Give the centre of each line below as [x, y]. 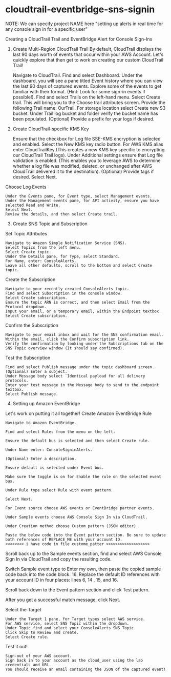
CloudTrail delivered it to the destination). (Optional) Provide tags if [83, 171]
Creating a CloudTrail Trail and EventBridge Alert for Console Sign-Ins [79, 39]
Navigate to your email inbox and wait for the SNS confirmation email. [84, 334]
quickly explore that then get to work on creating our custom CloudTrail [88, 59]
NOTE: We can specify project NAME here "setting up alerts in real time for [84, 24]
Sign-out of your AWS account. [39, 656]
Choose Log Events [26, 187]
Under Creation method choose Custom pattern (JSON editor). [72, 526]
